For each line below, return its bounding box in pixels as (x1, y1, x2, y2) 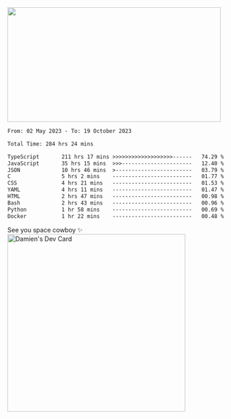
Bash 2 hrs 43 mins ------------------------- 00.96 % (7, 199, 224, 207)
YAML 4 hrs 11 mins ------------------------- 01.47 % (7, 186, 224, 194)
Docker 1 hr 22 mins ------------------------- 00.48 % (7, 212, 224, 219)
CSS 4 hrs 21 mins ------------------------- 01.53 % (7, 180, 224, 187)
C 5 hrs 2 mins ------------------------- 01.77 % (7, 173, 224, 180)
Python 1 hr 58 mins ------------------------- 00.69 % (7, 206, 224, 213)
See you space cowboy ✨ (7, 225, 83, 234)
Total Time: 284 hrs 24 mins (7, 140, 94, 148)
